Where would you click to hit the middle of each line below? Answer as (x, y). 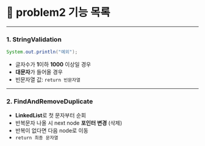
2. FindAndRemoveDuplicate (50, 102)
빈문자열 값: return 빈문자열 (48, 80)
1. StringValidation (34, 39)
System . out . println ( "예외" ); (42, 52)
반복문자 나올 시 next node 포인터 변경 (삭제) (69, 123)
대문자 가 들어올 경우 (39, 72)
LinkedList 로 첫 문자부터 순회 (51, 116)
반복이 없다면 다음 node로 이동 (52, 131)
